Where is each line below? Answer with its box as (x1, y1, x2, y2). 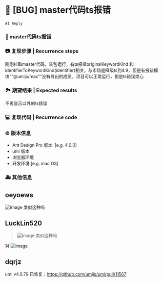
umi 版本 (12, 148, 30, 154)
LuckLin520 (5, 219, 42, 227)
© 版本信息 (5, 130, 31, 137)
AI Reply (5, 21, 23, 26)
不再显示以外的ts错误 (5, 101, 47, 106)
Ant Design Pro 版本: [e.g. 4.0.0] (12, 142, 77, 148)
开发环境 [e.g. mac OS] (12, 160, 59, 166)
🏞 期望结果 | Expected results (5, 87, 77, 94)
